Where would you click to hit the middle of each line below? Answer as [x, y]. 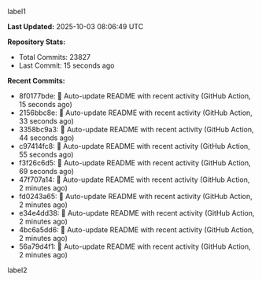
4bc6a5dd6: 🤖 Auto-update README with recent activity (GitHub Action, [136, 230]
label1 [17, 11]
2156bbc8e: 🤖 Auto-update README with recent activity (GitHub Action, [135, 113]
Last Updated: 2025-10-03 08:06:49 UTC [76, 26]
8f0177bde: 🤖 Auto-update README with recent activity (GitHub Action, [135, 96]
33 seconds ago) [46, 121]
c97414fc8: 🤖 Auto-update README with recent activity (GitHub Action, [135, 146]
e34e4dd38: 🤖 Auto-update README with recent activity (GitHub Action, [137, 213]
